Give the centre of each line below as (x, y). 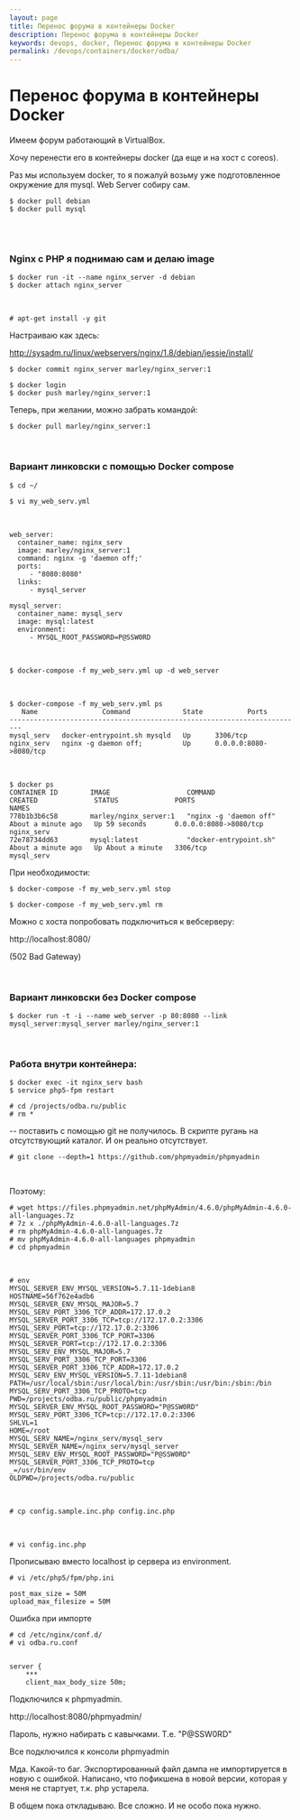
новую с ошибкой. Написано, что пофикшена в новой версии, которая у (149, 1778)
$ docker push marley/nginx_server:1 (80, 394)
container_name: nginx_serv (70, 543)
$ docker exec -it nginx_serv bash (76, 1083)
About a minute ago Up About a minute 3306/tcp (108, 848)
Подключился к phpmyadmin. (66, 1699)
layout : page (34, 18)
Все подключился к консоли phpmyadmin (89, 1751)
